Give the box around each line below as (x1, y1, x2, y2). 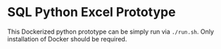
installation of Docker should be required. (7, 34, 127, 43)
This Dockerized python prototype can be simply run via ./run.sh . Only (7, 27, 215, 36)
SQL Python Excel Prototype (7, 4, 176, 20)
